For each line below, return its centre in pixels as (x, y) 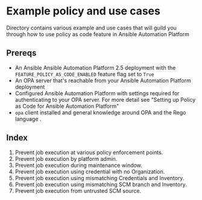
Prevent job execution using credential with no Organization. (90, 171)
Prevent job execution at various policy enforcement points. (89, 152)
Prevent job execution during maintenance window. (79, 165)
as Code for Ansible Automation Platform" (67, 106)
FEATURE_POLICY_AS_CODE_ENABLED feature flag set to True (84, 74)
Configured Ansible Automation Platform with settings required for (97, 93)
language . (28, 119)
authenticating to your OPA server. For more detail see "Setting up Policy (105, 99)
